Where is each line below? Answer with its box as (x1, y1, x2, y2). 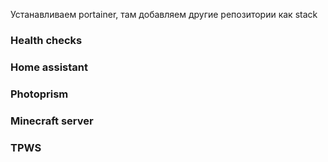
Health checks (10, 33, 83, 47)
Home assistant (10, 60, 88, 74)
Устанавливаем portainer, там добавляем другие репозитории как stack (10, 9, 318, 20)
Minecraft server (10, 114, 94, 128)
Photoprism (10, 87, 69, 101)
